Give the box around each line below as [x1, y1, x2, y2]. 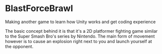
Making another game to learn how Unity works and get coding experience [5, 19, 156, 25]
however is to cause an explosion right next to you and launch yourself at [5, 38, 152, 44]
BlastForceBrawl [5, 3, 73, 14]
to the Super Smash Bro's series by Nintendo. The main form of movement [5, 33, 155, 39]
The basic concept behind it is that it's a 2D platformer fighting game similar [5, 28, 158, 34]
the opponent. [5, 43, 34, 49]
